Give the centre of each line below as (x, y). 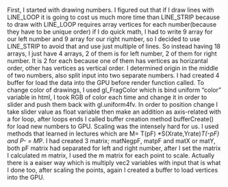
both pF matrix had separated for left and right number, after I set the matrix (114, 148)
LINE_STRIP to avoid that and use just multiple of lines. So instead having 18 (114, 46)
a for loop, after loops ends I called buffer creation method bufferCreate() (111, 119)
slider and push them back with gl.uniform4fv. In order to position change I (112, 104)
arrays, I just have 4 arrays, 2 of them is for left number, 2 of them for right (112, 53)
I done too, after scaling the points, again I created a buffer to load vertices (113, 170)
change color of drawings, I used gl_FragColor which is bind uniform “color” (114, 90)
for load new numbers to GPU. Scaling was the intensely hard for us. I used (113, 126)
